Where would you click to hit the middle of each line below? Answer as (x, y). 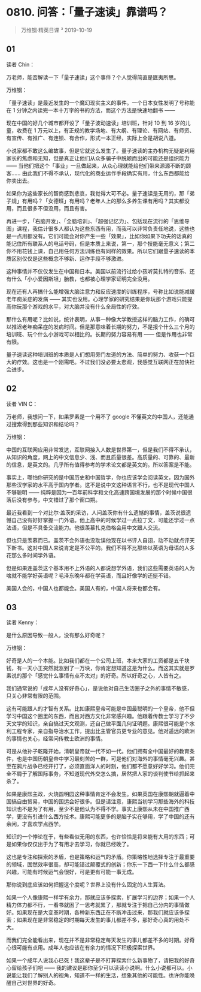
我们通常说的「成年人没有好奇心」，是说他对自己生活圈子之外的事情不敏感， (99, 688)
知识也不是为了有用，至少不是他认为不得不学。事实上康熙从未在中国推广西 (98, 809)
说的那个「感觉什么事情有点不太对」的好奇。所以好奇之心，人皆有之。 (98, 676)
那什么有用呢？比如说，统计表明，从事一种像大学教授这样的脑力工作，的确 (98, 319)
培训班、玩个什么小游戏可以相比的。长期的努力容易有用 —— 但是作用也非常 (99, 334)
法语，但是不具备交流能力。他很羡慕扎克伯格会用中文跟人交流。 (85, 527)
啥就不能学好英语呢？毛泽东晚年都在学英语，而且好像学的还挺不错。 (90, 575)
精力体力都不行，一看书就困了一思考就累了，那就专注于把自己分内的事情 (95, 905)
